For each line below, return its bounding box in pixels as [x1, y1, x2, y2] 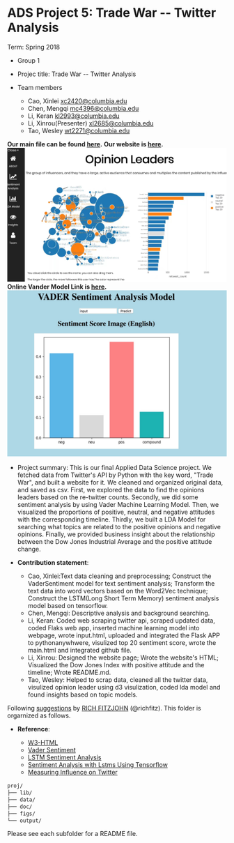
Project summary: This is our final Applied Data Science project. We [17, 464, 212, 472]
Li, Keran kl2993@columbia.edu [27, 112, 120, 120]
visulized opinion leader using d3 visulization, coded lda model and [27, 683, 221, 692]
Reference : [17, 725, 50, 734]
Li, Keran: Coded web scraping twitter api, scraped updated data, [27, 616, 216, 625]
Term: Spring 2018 [7, 43, 61, 51]
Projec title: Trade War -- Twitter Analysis [17, 70, 136, 78]
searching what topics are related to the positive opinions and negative [17, 523, 221, 531]
